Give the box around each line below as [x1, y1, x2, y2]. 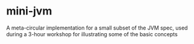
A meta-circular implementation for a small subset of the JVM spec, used [6, 24, 188, 31]
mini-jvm [6, 4, 52, 18]
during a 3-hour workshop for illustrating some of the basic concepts [6, 30, 178, 37]
